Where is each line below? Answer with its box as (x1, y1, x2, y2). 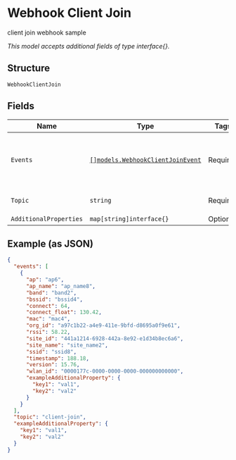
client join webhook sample (7, 28, 86, 37)
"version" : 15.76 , (25, 361, 80, 368)
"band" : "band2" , (25, 289, 77, 297)
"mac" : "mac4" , (25, 316, 71, 323)
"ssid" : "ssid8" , (25, 348, 77, 355)
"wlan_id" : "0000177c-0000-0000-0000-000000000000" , (25, 368, 184, 375)
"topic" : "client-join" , (13, 414, 86, 421)
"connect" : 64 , (25, 302, 71, 309)
